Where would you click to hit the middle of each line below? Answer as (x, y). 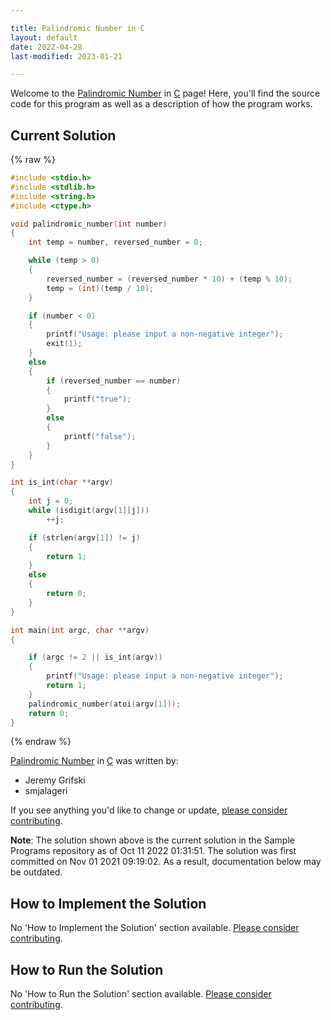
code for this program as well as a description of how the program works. (161, 104)
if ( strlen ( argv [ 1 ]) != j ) (84, 537)
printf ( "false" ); (100, 436)
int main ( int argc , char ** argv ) (80, 630)
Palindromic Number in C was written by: (94, 761)
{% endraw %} (41, 742)
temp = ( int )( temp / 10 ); (100, 288)
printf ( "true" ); (97, 399)
